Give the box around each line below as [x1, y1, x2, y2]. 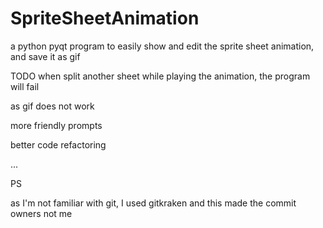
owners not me [10, 207, 73, 219]
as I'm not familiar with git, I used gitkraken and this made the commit [10, 197, 297, 209]
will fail [10, 80, 40, 92]
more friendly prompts [10, 119, 103, 131]
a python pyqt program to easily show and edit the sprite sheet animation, [10, 40, 315, 52]
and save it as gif [10, 50, 81, 62]
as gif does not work [10, 100, 95, 112]
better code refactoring [10, 138, 107, 151]
